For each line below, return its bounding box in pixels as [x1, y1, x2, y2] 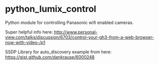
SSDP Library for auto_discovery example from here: [5, 49, 112, 55]
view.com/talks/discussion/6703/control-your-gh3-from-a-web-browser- [5, 34, 154, 40]
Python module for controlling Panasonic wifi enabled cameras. [5, 20, 134, 25]
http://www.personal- [54, 29, 98, 35]
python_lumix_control [5, 3, 96, 15]
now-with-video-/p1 [5, 39, 46, 45]
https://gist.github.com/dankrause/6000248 [5, 54, 95, 60]
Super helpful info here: [5, 29, 53, 35]
